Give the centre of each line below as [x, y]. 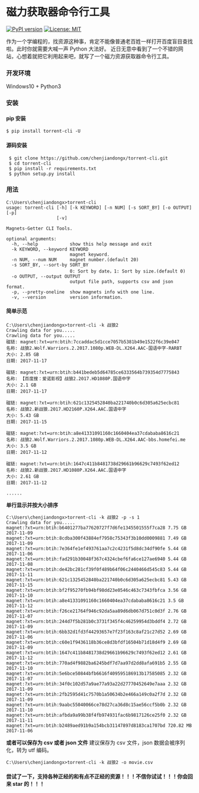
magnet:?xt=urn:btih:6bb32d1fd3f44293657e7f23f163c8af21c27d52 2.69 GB [96, 632]
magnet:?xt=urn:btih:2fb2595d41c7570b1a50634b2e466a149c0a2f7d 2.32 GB [96, 695]
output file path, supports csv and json [121, 281]
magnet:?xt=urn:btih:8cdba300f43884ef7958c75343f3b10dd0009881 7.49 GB [96, 538]
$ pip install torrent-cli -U [44, 131]
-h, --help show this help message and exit [82, 244]
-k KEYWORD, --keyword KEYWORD [50, 249]
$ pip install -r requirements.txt [52, 168]
